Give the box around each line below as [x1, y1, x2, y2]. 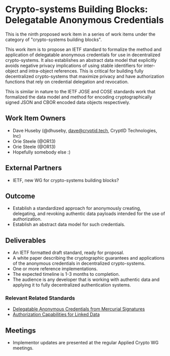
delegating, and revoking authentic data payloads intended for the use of [12, 210, 165, 217]
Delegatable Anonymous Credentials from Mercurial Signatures [12, 306, 145, 312]
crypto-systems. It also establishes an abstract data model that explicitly [5, 57, 157, 63]
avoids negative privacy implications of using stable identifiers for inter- [5, 62, 155, 68]
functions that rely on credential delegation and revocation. [5, 79, 129, 85]
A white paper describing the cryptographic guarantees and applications [12, 255, 165, 261]
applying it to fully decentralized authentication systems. [12, 282, 131, 288]
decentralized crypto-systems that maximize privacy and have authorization [5, 73, 164, 79]
